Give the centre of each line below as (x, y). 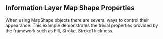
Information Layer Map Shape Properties (70, 8)
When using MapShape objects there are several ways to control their (77, 20)
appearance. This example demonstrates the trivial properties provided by (82, 25)
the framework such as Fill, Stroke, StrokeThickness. (59, 31)
